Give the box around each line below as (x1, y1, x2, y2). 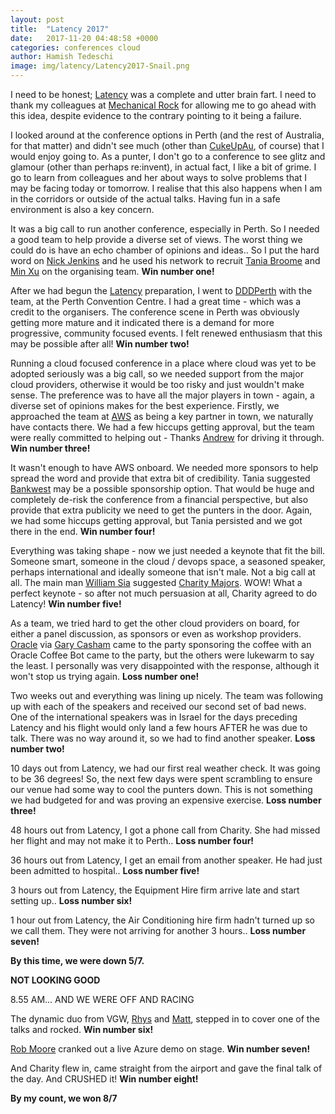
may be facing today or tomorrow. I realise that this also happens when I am (10, 182, 323, 194)
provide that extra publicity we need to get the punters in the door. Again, (10, 504, 313, 516)
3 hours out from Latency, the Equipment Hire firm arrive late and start (10, 884, 300, 896)
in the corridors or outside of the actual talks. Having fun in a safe (10, 193, 281, 205)
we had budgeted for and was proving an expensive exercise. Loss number (10, 794, 322, 806)
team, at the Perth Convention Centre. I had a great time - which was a (10, 296, 302, 307)
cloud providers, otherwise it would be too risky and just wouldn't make (10, 379, 305, 390)
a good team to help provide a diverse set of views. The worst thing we (10, 234, 303, 245)
